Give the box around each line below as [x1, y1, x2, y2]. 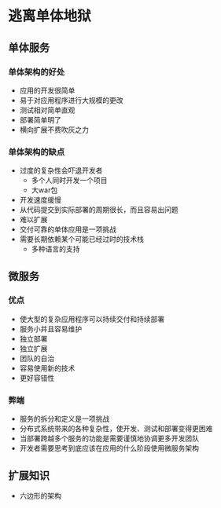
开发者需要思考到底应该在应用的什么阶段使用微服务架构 [19, 444, 199, 453]
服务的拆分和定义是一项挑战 [19, 414, 110, 424]
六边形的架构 [19, 491, 61, 500]
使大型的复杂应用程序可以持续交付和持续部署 [19, 314, 165, 323]
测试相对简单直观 [19, 105, 76, 115]
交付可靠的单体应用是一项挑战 [19, 225, 116, 234]
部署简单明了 [19, 115, 61, 124]
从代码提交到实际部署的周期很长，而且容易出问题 [19, 205, 179, 214]
